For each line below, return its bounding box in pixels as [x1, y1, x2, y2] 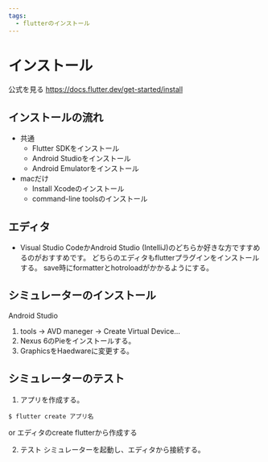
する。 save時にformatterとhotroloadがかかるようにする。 [19, 263, 213, 273]
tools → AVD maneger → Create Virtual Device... [19, 326, 181, 335]
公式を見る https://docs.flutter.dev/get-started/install [8, 85, 183, 94]
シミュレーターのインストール [8, 289, 157, 302]
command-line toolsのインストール [31, 194, 148, 204]
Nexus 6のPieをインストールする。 [19, 335, 136, 345]
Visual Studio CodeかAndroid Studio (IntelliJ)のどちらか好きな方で [19, 243, 240, 252]
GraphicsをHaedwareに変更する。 [19, 346, 134, 356]
